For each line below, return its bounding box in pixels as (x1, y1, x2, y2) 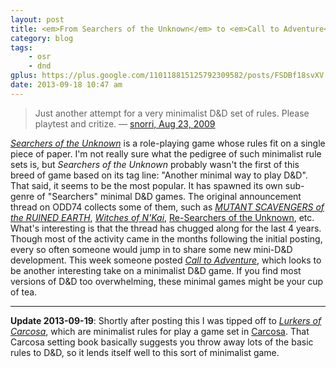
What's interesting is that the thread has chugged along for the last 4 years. (10, 222, 322, 234)
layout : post (10, 14, 65, 25)
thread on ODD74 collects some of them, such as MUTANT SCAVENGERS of (10, 201, 325, 213)
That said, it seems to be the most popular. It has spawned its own (10, 179, 283, 191)
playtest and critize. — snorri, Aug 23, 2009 (34, 117, 216, 130)
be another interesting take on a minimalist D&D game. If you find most (10, 264, 302, 276)
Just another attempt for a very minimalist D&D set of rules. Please (34, 107, 310, 119)
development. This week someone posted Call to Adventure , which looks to (10, 254, 322, 266)
